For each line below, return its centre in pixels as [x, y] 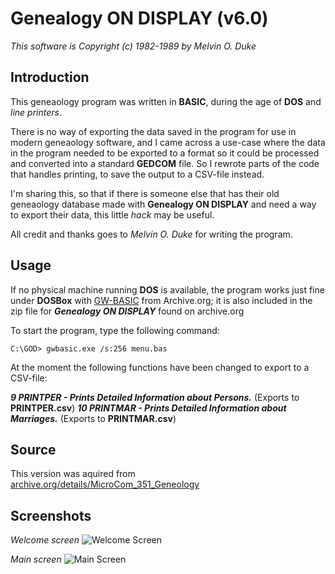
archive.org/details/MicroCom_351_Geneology [105, 484]
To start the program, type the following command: [115, 330]
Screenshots [51, 515]
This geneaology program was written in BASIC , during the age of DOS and [166, 101]
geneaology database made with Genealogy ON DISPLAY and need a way [163, 204]
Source [33, 449]
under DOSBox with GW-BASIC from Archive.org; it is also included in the [161, 300]
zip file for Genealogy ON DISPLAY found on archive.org [127, 311]
